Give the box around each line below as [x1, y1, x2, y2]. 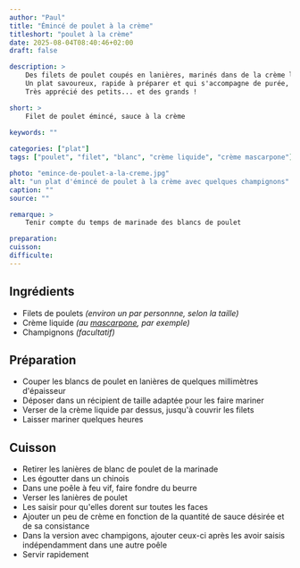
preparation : [9, 234, 58, 244]
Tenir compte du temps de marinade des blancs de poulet [25, 218, 242, 228]
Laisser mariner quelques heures [21, 414, 144, 425]
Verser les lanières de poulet [21, 492, 128, 503]
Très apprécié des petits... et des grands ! [25, 87, 198, 96]
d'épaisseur [21, 386, 66, 397]
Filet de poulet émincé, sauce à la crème [25, 112, 186, 121]
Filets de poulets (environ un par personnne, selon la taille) [21, 307, 239, 318]
